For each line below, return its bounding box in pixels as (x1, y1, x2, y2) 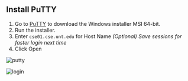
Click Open (14, 45, 43, 52)
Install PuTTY (6, 5, 57, 15)
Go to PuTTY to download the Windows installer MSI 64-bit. (14, 20, 161, 27)
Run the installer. (14, 26, 56, 33)
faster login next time (14, 39, 67, 46)
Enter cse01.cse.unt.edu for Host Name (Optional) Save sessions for (14, 32, 182, 40)
